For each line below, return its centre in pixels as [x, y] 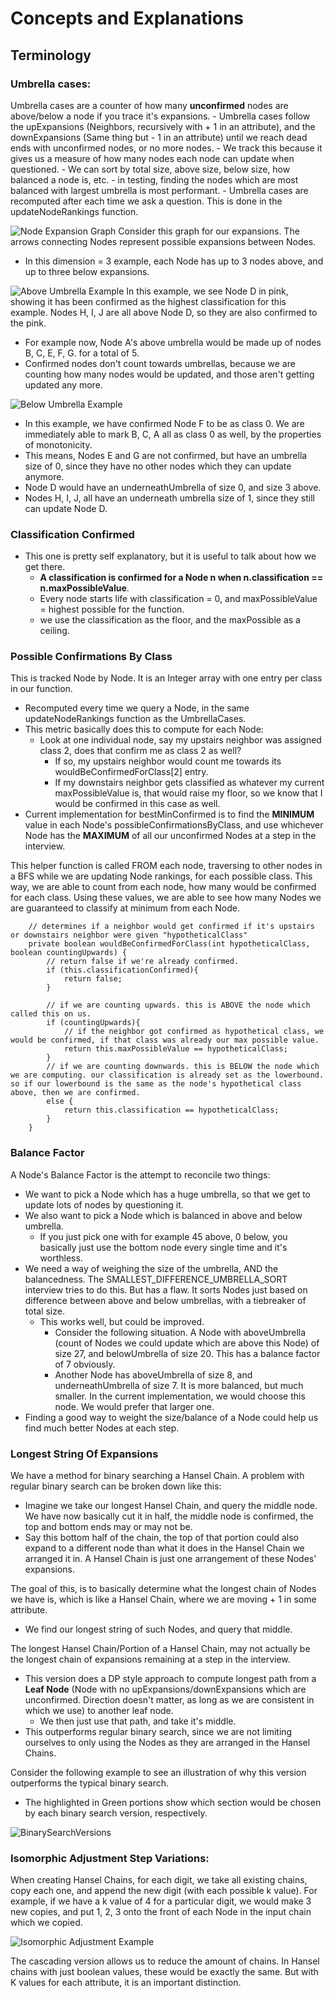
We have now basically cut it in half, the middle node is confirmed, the [169, 1516]
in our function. [41, 689]
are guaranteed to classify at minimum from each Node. [125, 908]
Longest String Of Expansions [84, 1454]
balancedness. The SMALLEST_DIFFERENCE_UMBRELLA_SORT [156, 1279]
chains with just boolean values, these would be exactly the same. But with [164, 1972]
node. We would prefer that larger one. [134, 1406]
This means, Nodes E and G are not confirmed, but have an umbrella [166, 455]
